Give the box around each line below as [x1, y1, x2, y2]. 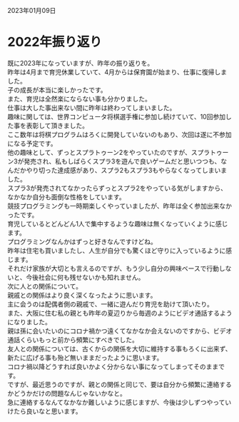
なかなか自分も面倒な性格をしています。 [7, 192, 126, 201]
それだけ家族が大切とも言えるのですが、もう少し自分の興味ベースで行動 [7, 263, 220, 273]
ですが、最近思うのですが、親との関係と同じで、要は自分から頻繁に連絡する [7, 380, 232, 388]
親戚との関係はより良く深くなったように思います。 [7, 291, 157, 299]
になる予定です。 [7, 139, 57, 148]
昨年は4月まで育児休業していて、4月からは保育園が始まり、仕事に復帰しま [7, 67, 227, 76]
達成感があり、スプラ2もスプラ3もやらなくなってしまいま [56, 166, 227, 174]
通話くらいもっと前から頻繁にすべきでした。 [7, 335, 139, 344]
